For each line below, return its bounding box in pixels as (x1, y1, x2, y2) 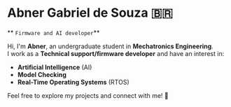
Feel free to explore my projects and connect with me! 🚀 (7, 91, 169, 99)
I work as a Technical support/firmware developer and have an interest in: (7, 49, 225, 57)
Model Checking (17, 70, 66, 78)
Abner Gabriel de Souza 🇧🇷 (7, 5, 174, 21)
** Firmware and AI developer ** (7, 28, 100, 36)
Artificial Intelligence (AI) (17, 63, 92, 71)
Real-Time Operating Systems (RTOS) (17, 78, 129, 86)
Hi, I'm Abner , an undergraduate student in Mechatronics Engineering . (7, 42, 213, 50)
